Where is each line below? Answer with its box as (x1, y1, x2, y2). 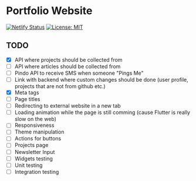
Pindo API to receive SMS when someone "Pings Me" (14, 69, 144, 76)
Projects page (14, 142, 49, 149)
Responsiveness (14, 122, 55, 129)
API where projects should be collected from (14, 56, 123, 63)
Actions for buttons (14, 135, 62, 142)
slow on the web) (14, 116, 57, 123)
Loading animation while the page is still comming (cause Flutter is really (14, 109, 191, 116)
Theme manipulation (14, 128, 65, 136)
